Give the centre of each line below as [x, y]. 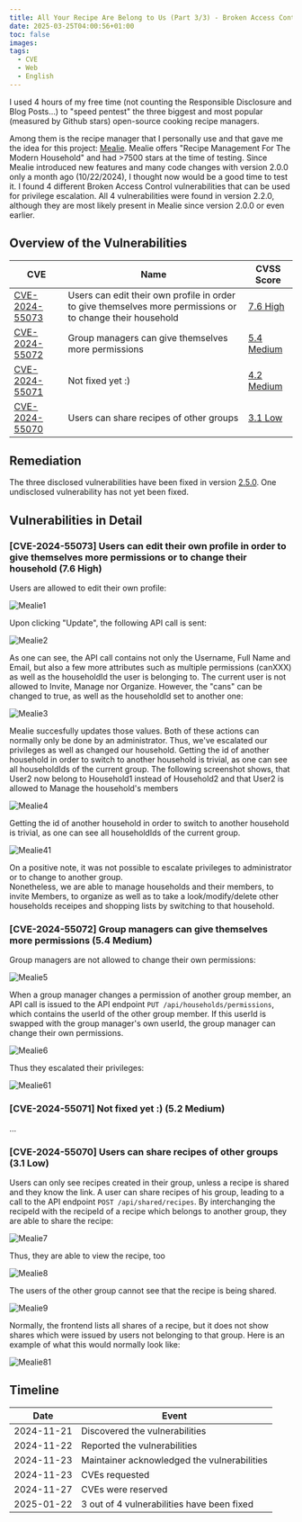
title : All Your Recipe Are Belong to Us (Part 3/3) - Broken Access [142, 18]
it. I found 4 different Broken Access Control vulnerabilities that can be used [150, 186]
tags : [19, 51]
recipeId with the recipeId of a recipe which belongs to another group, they [148, 1211]
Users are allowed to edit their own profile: [88, 588]
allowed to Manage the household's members [94, 788]
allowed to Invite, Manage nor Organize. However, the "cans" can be [136, 687]
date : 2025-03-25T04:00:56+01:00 [72, 26]
